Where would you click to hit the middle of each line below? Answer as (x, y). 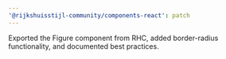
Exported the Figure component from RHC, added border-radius (113, 38)
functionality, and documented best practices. (84, 46)
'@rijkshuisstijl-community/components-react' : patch (99, 15)
